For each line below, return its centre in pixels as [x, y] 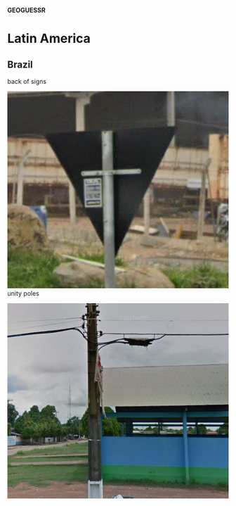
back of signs [27, 81]
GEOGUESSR [26, 10]
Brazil [20, 64]
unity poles [24, 293]
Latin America [49, 39]
